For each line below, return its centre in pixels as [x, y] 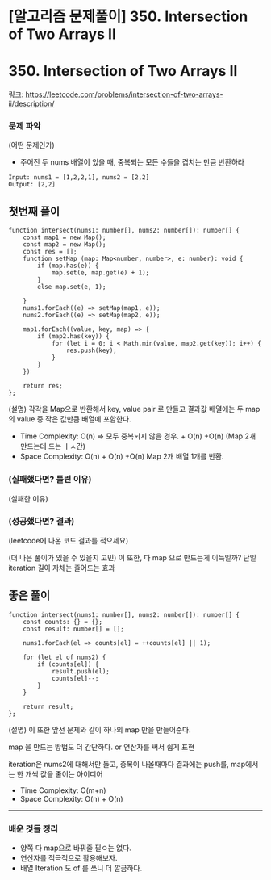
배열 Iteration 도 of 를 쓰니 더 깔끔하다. [81, 868]
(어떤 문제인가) [31, 145]
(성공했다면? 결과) [42, 522]
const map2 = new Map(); [65, 245]
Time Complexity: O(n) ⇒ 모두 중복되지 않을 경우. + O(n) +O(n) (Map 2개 [138, 436]
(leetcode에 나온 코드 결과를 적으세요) [69, 540]
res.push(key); [91, 351]
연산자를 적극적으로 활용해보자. [69, 857]
